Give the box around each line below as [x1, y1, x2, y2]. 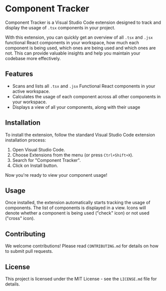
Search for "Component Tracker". [12, 157, 81, 163]
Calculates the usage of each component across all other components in [12, 93, 161, 99]
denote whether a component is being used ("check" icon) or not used [5, 210, 150, 216]
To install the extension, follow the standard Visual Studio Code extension [5, 132, 155, 138]
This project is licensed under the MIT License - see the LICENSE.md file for [5, 276, 157, 282]
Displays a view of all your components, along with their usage [12, 104, 140, 110]
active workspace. [12, 88, 51, 94]
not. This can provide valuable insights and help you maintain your [5, 50, 141, 56]
